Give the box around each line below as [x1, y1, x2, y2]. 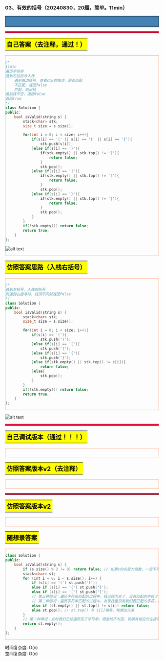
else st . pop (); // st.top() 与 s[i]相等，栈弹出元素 [31, 608, 135, 613]
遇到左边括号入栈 [5, 73, 35, 78]
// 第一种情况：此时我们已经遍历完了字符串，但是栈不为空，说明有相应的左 [22, 617, 153, 622]
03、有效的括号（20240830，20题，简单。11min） [5, 4, 128, 11]
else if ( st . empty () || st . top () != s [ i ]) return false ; [31, 603, 150, 608]
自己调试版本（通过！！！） [6, 433, 86, 442]
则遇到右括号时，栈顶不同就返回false [5, 292, 71, 297]
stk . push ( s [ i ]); [40, 142, 74, 146]
